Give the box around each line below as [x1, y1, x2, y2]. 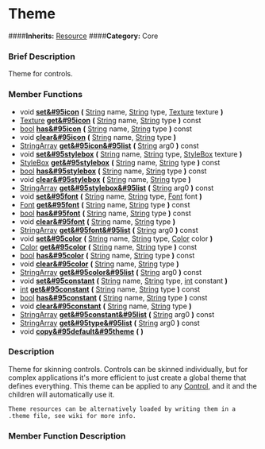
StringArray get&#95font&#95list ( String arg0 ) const [19, 225, 198, 234]
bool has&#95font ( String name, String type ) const [19, 208, 192, 218]
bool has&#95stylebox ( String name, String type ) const [19, 166, 207, 176]
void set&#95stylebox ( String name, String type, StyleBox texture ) [19, 149, 243, 159]
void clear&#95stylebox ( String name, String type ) [19, 174, 192, 184]
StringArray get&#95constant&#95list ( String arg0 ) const [19, 309, 215, 319]
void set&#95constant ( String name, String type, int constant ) [19, 276, 229, 285]
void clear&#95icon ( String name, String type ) [19, 132, 177, 141]
